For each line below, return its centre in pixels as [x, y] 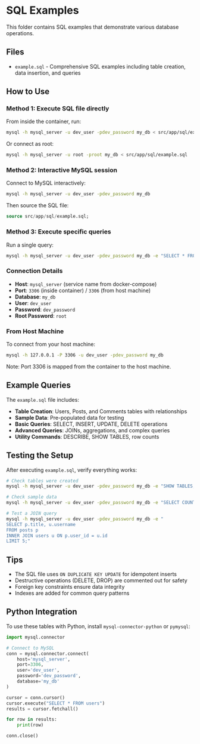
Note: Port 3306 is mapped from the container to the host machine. [89, 366]
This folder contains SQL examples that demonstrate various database [93, 27]
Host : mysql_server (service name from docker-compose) [86, 284]
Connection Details [35, 271]
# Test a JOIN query [32, 514]
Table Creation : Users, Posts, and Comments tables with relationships [101, 411]
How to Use [28, 92]
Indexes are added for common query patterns [72, 593]
